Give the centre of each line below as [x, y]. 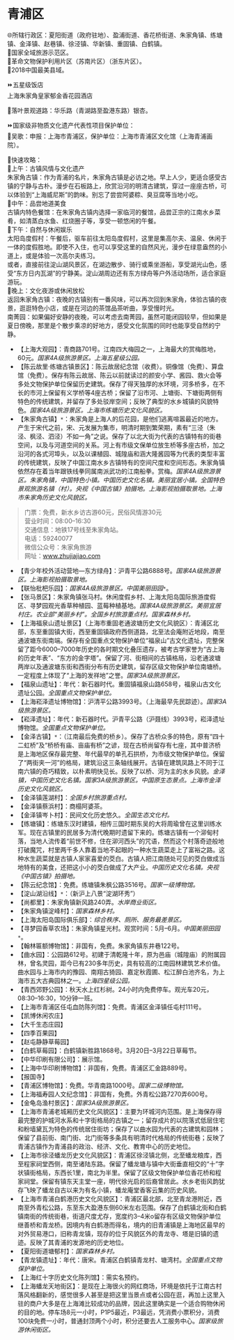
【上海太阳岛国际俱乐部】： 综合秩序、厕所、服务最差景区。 [101, 919]
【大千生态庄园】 [42, 1024]
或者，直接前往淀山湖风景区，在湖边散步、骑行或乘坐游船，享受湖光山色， [114, 264]
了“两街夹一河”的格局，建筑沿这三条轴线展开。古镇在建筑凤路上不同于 [118, 762]
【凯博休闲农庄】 [42, 1015]
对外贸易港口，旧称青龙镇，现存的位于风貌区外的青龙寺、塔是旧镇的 [115, 1233]
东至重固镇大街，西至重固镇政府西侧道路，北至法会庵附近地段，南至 [127, 632]
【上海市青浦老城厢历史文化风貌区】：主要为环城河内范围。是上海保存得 [119, 1111]
